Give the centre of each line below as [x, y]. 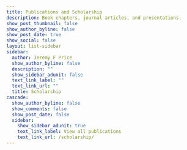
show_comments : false [39, 109]
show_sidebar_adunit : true [52, 126]
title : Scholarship [37, 92]
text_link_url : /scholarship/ [56, 137]
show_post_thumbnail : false [42, 23]
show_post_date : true [34, 35]
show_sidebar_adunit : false [48, 75]
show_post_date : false [41, 114]
